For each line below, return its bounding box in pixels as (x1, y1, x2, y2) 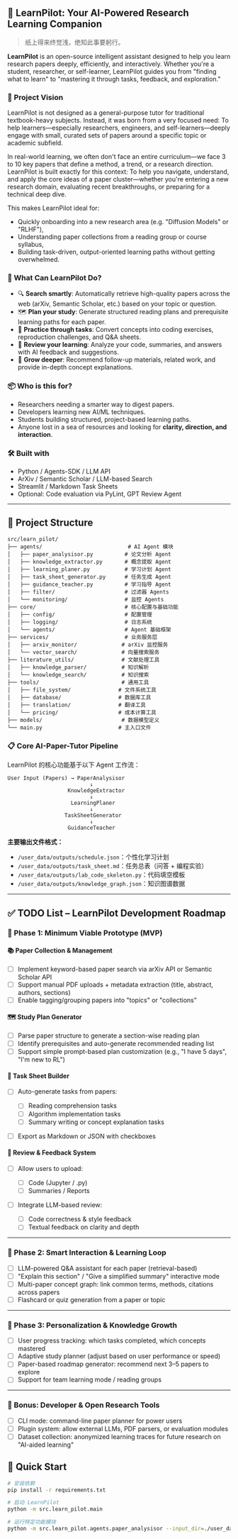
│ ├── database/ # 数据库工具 (7, 694, 152, 701)
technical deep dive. (7, 190, 67, 199)
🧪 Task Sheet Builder (7, 1072, 69, 1080)
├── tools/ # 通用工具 (7, 679, 149, 686)
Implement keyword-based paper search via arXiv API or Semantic (17, 965, 212, 973)
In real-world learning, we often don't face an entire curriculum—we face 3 (7, 152, 226, 161)
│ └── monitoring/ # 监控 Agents (7, 596, 164, 603)
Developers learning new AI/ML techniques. (17, 407, 146, 416)
